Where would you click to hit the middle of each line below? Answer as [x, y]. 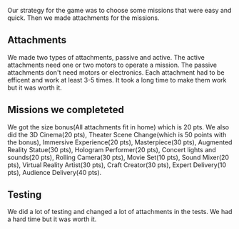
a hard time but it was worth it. [52, 219]
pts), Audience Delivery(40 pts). [55, 172]
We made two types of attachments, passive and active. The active [106, 57]
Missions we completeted [66, 110]
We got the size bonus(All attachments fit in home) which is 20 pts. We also [118, 127]
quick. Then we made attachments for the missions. [83, 18]
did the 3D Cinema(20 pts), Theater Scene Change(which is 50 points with [117, 134]
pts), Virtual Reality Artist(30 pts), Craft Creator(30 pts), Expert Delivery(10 [117, 165]
